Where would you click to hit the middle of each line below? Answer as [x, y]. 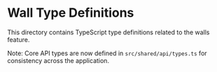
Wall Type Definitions [71, 13]
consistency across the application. [58, 60]
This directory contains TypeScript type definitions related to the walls [108, 32]
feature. [19, 39]
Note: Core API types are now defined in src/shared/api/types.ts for [107, 53]
